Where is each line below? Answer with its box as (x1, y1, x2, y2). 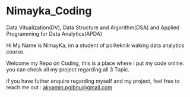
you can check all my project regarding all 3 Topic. (6, 65, 129, 73)
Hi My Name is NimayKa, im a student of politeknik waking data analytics (6, 42, 185, 49)
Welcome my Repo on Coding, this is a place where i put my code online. (6, 60, 185, 67)
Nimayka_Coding (6, 4, 92, 18)
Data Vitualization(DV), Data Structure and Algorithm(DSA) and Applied (6, 24, 180, 31)
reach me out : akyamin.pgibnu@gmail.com (6, 83, 113, 90)
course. (6, 48, 25, 55)
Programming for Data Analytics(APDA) (6, 30, 103, 37)
